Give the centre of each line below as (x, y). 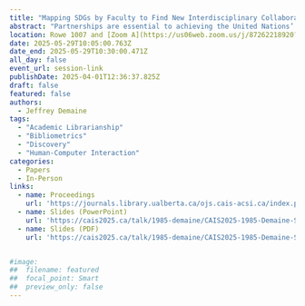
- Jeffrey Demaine (53, 111)
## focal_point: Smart (54, 279)
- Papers (34, 170)
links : (22, 187)
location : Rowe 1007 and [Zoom (69, 35)
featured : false (40, 94)
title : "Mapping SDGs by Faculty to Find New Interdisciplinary (133, 18)
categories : (32, 161)
